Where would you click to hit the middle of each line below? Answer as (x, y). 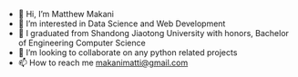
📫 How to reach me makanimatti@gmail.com (103, 63)
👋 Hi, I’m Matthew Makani (66, 14)
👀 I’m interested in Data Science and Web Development (122, 24)
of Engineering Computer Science (82, 43)
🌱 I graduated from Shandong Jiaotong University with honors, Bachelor (154, 33)
